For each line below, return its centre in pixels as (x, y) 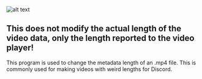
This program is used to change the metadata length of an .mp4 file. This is (101, 62)
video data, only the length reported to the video (100, 38)
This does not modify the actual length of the (94, 28)
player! (20, 48)
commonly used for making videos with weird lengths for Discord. (89, 69)
